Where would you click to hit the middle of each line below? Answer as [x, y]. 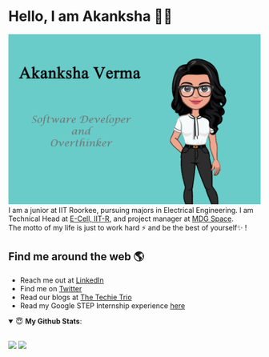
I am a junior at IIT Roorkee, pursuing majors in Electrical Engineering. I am [131, 211]
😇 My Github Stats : [49, 321]
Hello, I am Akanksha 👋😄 [90, 16]
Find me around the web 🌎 [76, 257]
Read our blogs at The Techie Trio [76, 297]
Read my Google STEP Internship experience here [102, 305]
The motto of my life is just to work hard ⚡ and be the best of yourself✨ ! [128, 228]
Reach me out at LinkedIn [62, 280]
